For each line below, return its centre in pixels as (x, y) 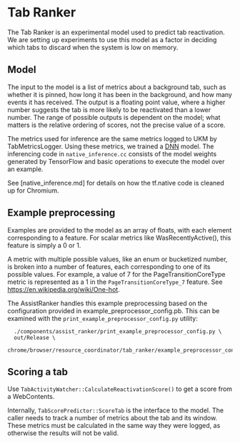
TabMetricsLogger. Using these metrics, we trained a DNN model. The (111, 146)
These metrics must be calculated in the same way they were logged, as (114, 426)
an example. (25, 169)
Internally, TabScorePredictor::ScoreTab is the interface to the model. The (115, 410)
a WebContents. (31, 397)
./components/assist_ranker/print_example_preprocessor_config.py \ (118, 331)
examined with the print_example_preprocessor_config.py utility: (103, 318)
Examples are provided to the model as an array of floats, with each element (120, 230)
